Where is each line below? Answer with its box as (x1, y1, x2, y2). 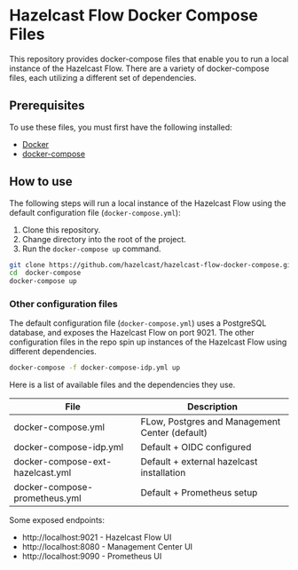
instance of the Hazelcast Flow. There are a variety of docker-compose (9, 63, 270, 74)
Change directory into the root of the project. (21, 234, 186, 244)
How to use (9, 174, 73, 189)
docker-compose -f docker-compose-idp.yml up (9, 363, 180, 373)
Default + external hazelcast (140, 455, 258, 468)
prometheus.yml (13, 492, 82, 504)
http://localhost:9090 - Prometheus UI (21, 551, 162, 562)
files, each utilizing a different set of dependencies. (9, 72, 197, 83)
